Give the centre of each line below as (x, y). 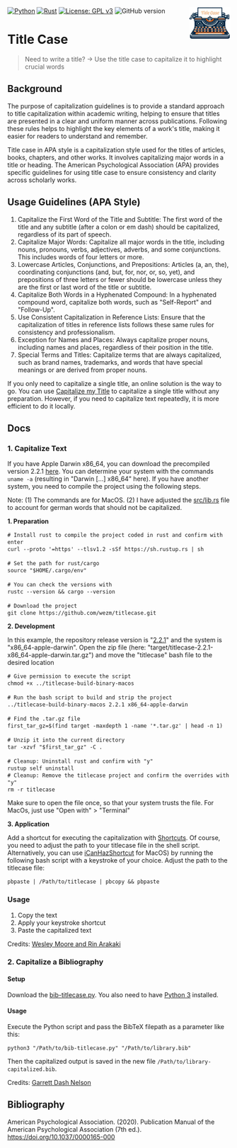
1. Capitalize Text (37, 448)
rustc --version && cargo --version (61, 592)
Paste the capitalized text (54, 930)
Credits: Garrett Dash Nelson (50, 1082)
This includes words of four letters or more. (81, 257)
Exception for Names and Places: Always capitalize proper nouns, (114, 339)
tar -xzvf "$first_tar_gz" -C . (55, 747)
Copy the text (37, 915)
